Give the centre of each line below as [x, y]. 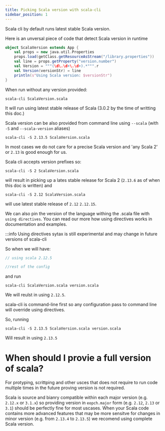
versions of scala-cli [26, 239]
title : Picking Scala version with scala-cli [53, 10]
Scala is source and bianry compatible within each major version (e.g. [77, 398]
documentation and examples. [36, 224]
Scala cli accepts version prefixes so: [43, 162]
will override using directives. [35, 310]
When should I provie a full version [78, 358]
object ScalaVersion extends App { [42, 47]
